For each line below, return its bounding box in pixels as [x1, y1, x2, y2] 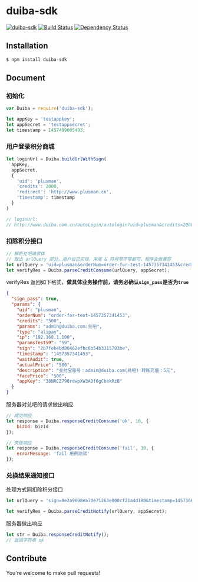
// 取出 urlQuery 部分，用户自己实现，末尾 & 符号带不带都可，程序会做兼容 [6, 256, 171, 262]
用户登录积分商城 [6, 142, 55, 150]
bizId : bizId [16, 423, 49, 429]
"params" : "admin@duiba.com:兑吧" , [16, 324, 103, 329]
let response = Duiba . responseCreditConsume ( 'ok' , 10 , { [6, 418, 149, 424]
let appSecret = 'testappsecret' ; [6, 122, 91, 128]
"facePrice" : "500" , [16, 373, 67, 379]
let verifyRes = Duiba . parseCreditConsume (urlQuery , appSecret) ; [6, 267, 170, 273]
